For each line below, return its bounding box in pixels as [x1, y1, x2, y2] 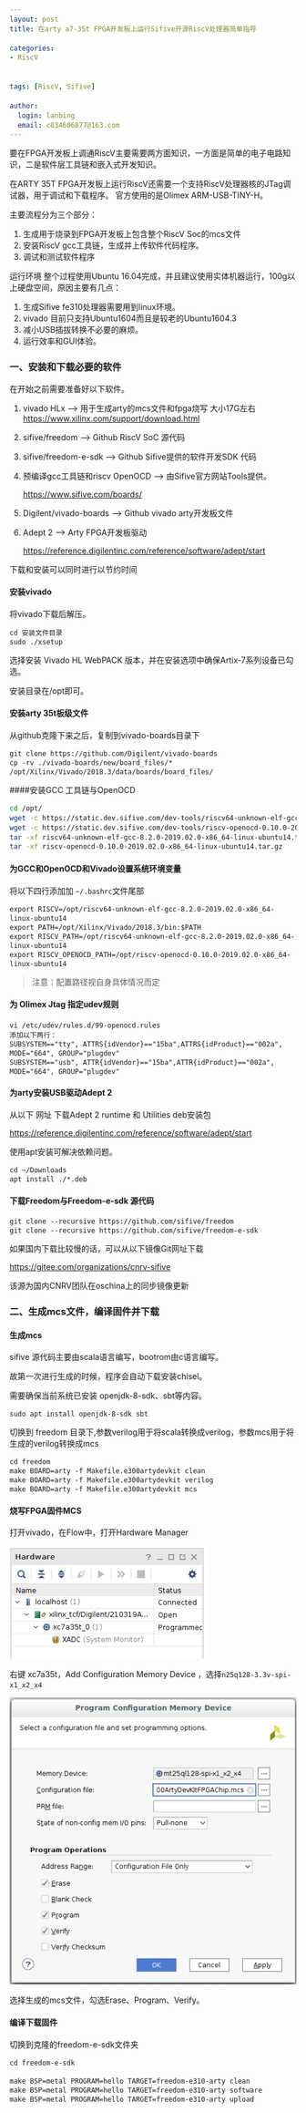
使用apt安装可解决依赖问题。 [9, 1146, 118, 1157]
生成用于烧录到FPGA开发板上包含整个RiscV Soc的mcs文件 [22, 229, 241, 240]
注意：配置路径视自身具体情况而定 [31, 976, 160, 987]
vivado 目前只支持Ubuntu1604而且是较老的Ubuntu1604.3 [22, 313, 237, 324]
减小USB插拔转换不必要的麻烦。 [22, 325, 144, 335]
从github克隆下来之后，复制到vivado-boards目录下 [9, 729, 200, 740]
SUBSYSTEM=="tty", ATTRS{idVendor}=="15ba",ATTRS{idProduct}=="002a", [9, 1039, 283, 1048]
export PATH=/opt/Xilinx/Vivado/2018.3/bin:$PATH [9, 923, 202, 932]
